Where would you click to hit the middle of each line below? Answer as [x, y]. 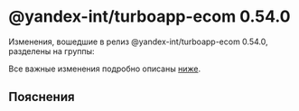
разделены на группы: [52, 51]
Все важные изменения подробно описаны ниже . [104, 69]
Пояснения [42, 97]
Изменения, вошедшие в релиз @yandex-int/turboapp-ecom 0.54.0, [138, 42]
